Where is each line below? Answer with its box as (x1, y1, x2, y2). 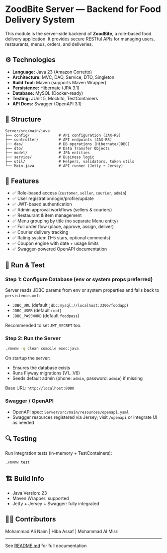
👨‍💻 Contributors (5, 515, 56, 524)
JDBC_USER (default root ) (12, 308, 62, 314)
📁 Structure (5, 115, 41, 124)
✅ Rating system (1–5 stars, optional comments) (12, 235, 111, 241)
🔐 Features (5, 177, 39, 185)
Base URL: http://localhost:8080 (5, 385, 75, 391)
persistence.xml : (5, 293, 40, 299)
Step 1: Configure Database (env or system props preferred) (5, 276, 153, 283)
